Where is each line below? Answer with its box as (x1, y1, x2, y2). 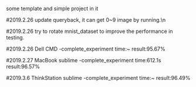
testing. (6, 34, 25, 41)
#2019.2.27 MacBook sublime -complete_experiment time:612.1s (6, 57, 161, 63)
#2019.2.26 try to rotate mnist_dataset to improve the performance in (6, 28, 173, 35)
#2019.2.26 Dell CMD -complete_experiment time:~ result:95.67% (6, 45, 165, 52)
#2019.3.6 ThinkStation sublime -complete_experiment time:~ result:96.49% (6, 75, 191, 81)
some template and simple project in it (6, 5, 99, 12)
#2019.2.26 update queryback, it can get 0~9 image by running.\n (6, 16, 166, 23)
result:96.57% (6, 63, 40, 70)
